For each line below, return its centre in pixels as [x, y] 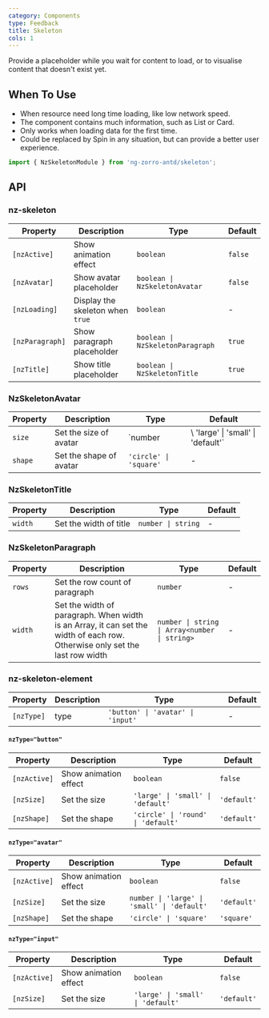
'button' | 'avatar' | [151, 712]
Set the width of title [92, 523]
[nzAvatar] [33, 282]
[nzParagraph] [39, 341]
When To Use [42, 94]
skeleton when [101, 311]
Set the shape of [86, 455]
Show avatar [97, 277]
